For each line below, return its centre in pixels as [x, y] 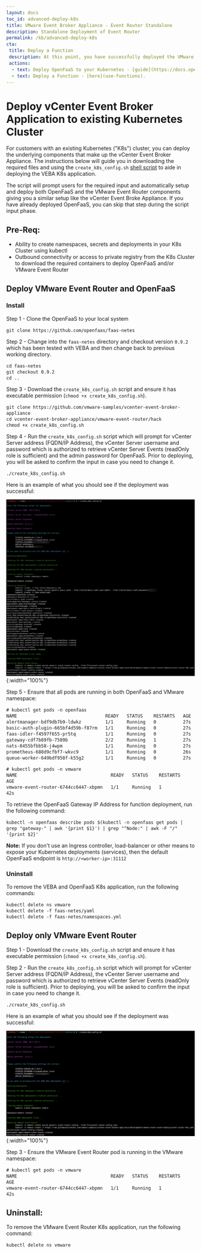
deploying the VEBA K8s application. [51, 174]
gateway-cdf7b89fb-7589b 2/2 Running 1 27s [99, 740]
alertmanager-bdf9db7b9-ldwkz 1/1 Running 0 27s [99, 722]
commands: [21, 893]
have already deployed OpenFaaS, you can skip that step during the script [98, 204]
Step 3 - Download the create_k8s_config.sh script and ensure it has [91, 389]
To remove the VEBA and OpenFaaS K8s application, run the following [92, 887]
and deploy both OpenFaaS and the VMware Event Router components [94, 192]
